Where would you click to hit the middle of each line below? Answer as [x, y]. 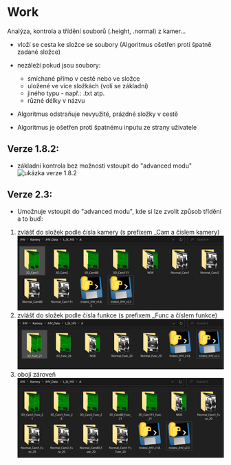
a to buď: [30, 219]
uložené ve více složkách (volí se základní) [88, 86]
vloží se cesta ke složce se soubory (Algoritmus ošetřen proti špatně [114, 44]
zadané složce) [38, 52]
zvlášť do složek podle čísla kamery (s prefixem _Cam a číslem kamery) [118, 232]
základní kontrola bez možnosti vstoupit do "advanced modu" [104, 166]
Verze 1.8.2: [33, 149]
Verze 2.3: [30, 195]
